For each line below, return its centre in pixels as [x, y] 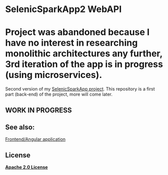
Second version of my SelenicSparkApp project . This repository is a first [80, 89]
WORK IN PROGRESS [38, 110]
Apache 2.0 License [27, 167]
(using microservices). [54, 75]
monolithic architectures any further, [84, 54]
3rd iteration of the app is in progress [84, 64]
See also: [20, 127]
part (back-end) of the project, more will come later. [59, 95]
